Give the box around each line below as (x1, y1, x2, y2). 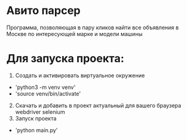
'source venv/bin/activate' (15, 89, 81, 97)
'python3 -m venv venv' (15, 83, 76, 91)
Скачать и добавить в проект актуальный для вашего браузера (15, 102, 182, 109)
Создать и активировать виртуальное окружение (15, 71, 145, 79)
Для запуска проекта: (6, 52, 125, 66)
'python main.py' (15, 126, 58, 134)
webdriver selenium (15, 108, 65, 116)
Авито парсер (6, 4, 81, 18)
